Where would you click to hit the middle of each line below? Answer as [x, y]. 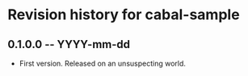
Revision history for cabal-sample [124, 15]
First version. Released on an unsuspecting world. [103, 63]
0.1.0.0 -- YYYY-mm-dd [69, 44]
